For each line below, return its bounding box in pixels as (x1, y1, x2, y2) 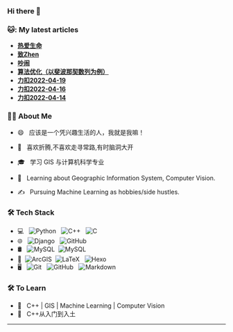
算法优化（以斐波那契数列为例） (17, 67, 109, 76)
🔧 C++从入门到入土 (17, 310, 76, 318)
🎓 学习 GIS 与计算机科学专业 (17, 158, 105, 166)
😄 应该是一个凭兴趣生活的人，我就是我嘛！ (17, 128, 145, 136)
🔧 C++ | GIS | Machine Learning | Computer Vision (17, 301, 165, 310)
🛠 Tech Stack (7, 208, 55, 217)
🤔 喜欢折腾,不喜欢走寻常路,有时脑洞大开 (17, 142, 134, 151)
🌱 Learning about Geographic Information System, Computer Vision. (17, 174, 216, 182)
